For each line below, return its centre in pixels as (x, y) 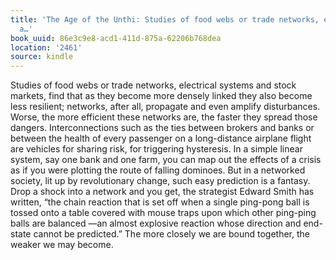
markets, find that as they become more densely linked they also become (161, 96)
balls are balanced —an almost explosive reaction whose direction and (156, 223)
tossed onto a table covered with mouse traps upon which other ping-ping (163, 213)
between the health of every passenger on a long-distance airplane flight (161, 138)
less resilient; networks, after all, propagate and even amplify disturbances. (165, 107)
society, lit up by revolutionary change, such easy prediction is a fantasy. (160, 181)
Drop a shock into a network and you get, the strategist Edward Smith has (162, 192)
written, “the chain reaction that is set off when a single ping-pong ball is (160, 202)
